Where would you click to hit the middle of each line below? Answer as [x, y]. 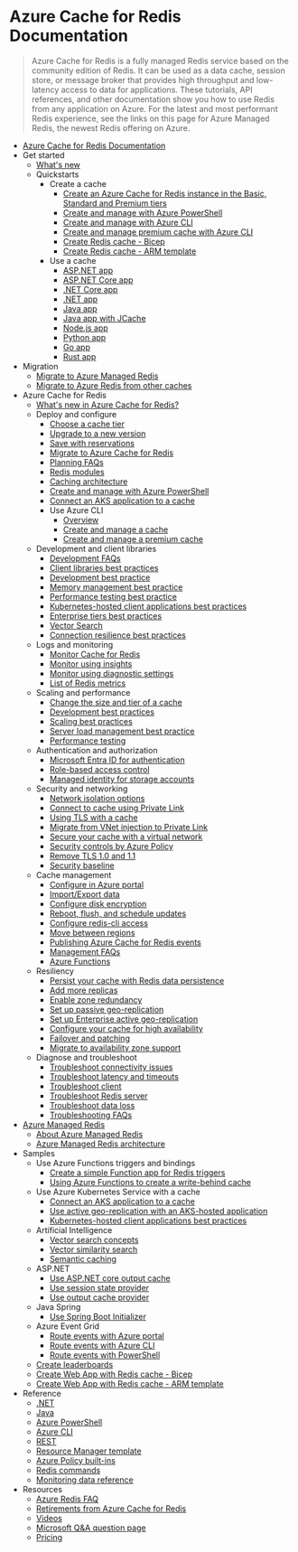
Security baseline [82, 865]
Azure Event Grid [68, 1326]
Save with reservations [92, 443]
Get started [43, 154]
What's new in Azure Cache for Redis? [107, 405]
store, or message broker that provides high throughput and [143, 79]
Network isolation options [97, 798]
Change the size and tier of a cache [116, 702]
